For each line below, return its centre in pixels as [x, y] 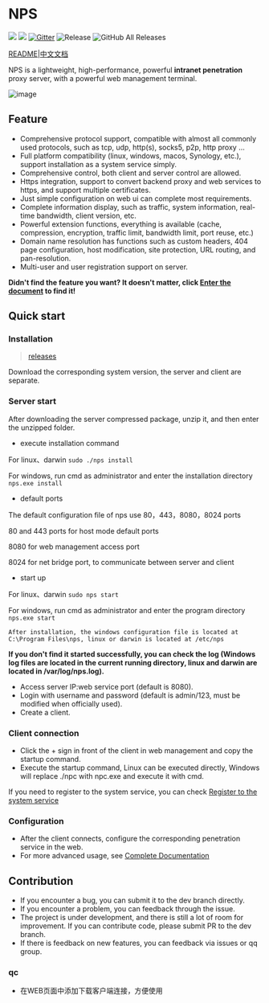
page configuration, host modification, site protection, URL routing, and [138, 249]
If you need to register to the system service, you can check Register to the [133, 792]
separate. [24, 381]
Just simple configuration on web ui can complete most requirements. [136, 199]
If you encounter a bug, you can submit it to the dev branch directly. [132, 900]
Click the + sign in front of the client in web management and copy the [137, 751]
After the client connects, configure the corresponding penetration [130, 839]
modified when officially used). [71, 703]
